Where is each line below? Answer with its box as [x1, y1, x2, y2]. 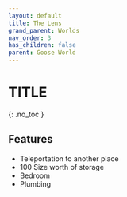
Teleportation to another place [19, 153, 119, 164]
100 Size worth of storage [19, 162, 105, 171]
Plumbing [19, 179, 52, 188]
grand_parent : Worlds [8, 26, 80, 34]
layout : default [8, 11, 62, 20]
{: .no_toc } [8, 109, 44, 119]
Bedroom [19, 171, 50, 180]
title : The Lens [8, 19, 62, 27]
